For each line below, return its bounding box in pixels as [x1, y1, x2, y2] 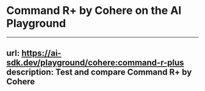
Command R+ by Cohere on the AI [6, 4, 182, 18]
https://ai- [21, 48, 62, 58]
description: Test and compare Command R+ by [6, 67, 192, 78]
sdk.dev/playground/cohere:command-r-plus [6, 58, 184, 68]
